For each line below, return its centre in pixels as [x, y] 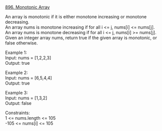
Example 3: [17, 93]
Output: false [18, 103]
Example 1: [16, 52]
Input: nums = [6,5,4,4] [28, 78]
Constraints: [18, 113]
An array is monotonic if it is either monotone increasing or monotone [76, 17]
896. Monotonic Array [27, 7]
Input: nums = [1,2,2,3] [28, 58]
